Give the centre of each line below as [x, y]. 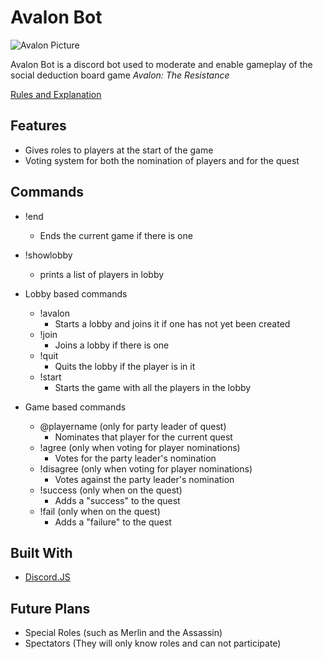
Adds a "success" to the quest [117, 500]
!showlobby [48, 255]
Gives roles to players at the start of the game [119, 150]
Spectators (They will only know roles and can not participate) [153, 643]
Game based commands [75, 407]
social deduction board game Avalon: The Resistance [120, 75]
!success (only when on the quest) [111, 490]
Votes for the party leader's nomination [135, 458]
